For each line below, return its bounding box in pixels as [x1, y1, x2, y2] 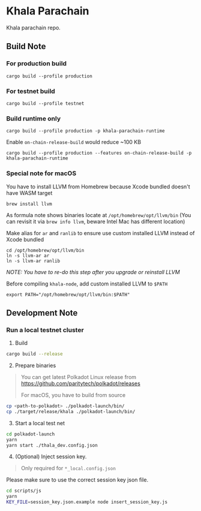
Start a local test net [14, 419, 65, 426]
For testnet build [6, 87, 55, 95]
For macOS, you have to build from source [20, 392, 126, 399]
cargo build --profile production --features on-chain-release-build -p [6, 150, 192, 157]
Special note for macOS [6, 169, 77, 178]
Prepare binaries [14, 362, 56, 369]
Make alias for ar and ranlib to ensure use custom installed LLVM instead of [6, 229, 195, 236]
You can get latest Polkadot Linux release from [20, 374, 137, 381]
